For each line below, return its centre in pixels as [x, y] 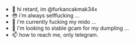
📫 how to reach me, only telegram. [55, 35]
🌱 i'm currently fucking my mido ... [54, 22]
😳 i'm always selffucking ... [45, 15]
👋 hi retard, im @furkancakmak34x [54, 9]
